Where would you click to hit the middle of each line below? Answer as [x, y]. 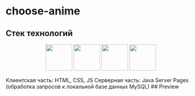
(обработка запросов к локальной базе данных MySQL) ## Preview [92, 86]
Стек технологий [39, 33]
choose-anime [43, 11]
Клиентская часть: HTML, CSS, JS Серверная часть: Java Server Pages [97, 80]
